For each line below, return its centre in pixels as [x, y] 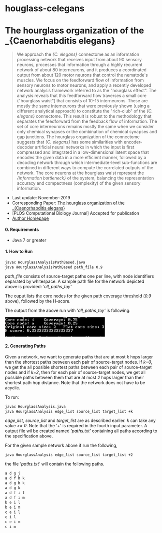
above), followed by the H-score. [38, 301]
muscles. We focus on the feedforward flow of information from [80, 80]
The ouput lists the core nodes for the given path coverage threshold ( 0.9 [78, 296]
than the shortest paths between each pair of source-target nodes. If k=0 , [79, 362]
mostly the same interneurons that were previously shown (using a [83, 106]
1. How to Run [19, 251]
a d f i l [15, 493]
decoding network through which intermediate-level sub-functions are [87, 162]
